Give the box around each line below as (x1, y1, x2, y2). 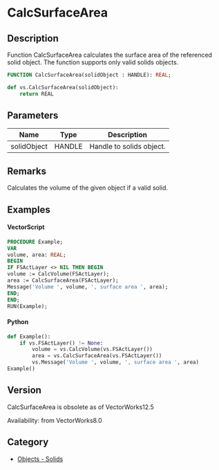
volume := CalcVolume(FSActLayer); (7, 271, 110, 278)
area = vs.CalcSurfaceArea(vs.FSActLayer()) (32, 352, 162, 359)
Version (7, 384, 41, 396)
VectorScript (7, 223, 45, 231)
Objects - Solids (17, 455, 64, 463)
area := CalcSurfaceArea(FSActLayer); (7, 277, 119, 284)
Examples (7, 204, 50, 215)
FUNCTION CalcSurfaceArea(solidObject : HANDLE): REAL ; (7, 71, 171, 78)
